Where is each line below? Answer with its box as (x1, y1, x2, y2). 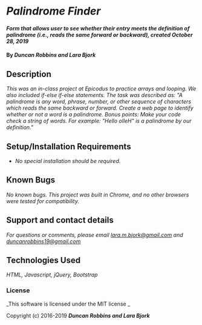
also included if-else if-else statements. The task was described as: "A (6, 92, 183, 99)
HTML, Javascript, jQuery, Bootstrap (6, 271, 98, 278)
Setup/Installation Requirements (6, 141, 131, 152)
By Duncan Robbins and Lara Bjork (6, 52, 96, 59)
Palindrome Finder (6, 4, 101, 18)
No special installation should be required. (15, 158, 121, 164)
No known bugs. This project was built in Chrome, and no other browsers (6, 191, 189, 198)
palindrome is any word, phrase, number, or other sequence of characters (6, 98, 192, 106)
